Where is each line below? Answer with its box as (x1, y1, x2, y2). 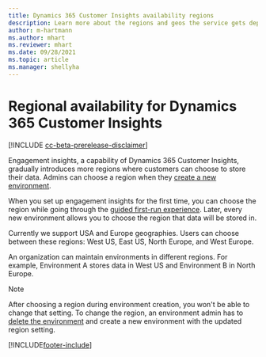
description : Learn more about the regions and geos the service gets (8, 19, 246, 27)
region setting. (8, 325, 55, 334)
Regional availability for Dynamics (8, 97, 237, 115)
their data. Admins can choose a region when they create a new (8, 172, 217, 182)
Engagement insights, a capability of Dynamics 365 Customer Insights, (8, 155, 240, 165)
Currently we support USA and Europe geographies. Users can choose (8, 228, 240, 237)
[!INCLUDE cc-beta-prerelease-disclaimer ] (8, 140, 148, 150)
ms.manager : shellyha (8, 63, 80, 71)
